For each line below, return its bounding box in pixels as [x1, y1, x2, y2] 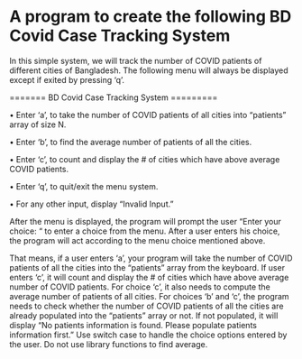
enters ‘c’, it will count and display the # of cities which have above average [9, 272, 289, 282]
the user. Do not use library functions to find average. [9, 338, 208, 349]
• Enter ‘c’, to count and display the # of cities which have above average [9, 153, 280, 164]
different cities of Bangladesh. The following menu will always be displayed [9, 65, 288, 76]
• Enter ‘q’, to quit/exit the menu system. [9, 180, 159, 191]
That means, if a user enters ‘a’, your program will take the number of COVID [9, 253, 293, 263]
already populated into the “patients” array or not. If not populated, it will [9, 309, 279, 321]
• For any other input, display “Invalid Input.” [9, 198, 174, 209]
